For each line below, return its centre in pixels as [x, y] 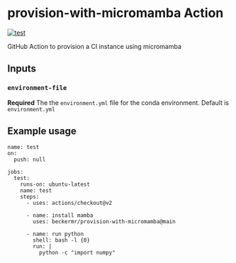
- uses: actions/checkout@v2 [69, 203]
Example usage [42, 131]
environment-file [37, 88]
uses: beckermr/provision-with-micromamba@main [104, 222]
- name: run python [55, 234]
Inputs [22, 69]
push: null [30, 160]
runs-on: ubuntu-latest [55, 185]
